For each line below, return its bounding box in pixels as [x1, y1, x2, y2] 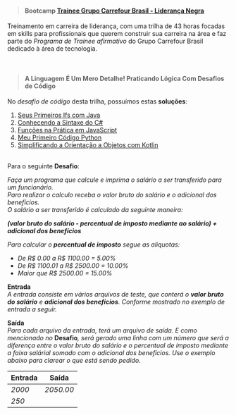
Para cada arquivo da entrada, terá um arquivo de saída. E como [7, 326, 197, 335]
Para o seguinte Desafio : [7, 162, 80, 171]
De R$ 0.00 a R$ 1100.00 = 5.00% [17, 254, 116, 263]
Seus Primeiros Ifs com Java [17, 111, 101, 120]
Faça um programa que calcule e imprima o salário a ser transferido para [7, 175, 222, 184]
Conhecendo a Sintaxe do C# [17, 118, 104, 127]
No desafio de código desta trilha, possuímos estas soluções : [7, 97, 188, 106]
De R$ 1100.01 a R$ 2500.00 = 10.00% [17, 261, 129, 270]
